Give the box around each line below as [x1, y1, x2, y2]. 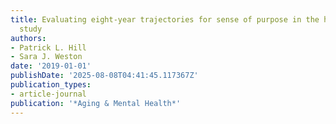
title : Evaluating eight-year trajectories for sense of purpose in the [10, 14, 320, 25]
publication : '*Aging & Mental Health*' [10, 98, 182, 108]
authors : [10, 33, 47, 43]
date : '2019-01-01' [10, 61, 92, 71]
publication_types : [10, 80, 92, 90]
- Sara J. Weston [10, 52, 83, 62]
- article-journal [10, 89, 87, 99]
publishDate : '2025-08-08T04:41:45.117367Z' [10, 71, 199, 81]
